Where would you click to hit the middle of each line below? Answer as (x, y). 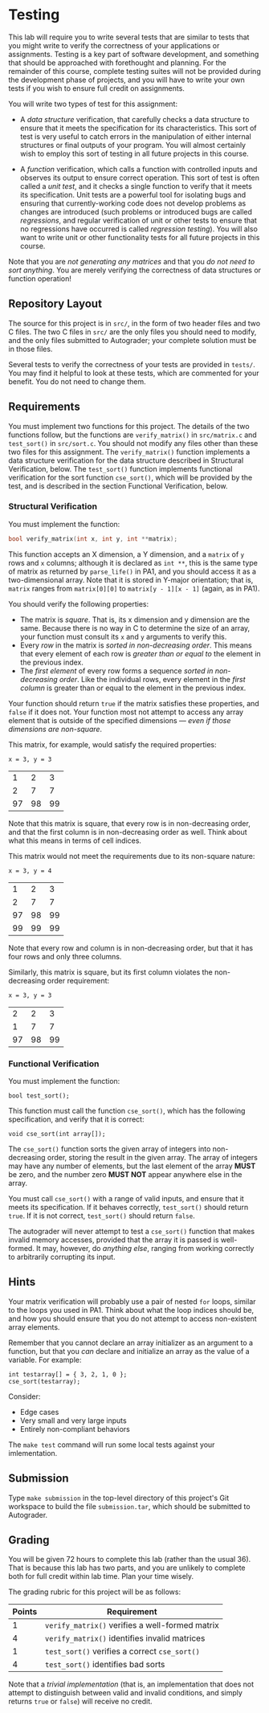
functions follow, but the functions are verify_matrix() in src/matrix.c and (132, 435)
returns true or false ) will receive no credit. (80, 1702)
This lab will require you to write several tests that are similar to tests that (129, 37)
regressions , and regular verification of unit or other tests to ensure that (138, 220)
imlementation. (33, 1453)
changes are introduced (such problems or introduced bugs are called (136, 211)
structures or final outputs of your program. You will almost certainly (133, 145)
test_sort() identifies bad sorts (105, 1665)
